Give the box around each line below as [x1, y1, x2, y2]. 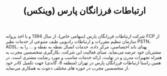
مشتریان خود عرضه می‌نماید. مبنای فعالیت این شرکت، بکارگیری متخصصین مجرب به [5, 49, 161, 55]
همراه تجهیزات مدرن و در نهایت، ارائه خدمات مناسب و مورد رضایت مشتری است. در [5, 54, 162, 60]
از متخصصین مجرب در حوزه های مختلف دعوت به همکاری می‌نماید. [5, 65, 129, 71]
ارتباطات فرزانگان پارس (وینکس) [23, 5, 146, 16]
